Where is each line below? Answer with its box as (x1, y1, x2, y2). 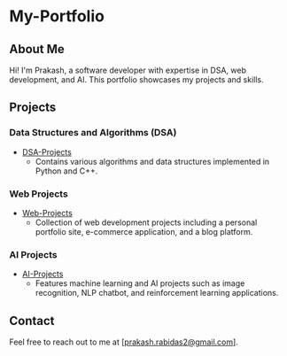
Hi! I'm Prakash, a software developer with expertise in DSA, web (9, 65, 246, 75)
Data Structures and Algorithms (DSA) (9, 127, 177, 139)
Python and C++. (35, 166, 98, 176)
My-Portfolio (9, 6, 105, 27)
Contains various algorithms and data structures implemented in (35, 156, 270, 166)
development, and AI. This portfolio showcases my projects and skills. (9, 74, 264, 85)
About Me (9, 42, 65, 57)
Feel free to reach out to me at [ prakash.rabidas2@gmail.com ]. (9, 337, 239, 347)
